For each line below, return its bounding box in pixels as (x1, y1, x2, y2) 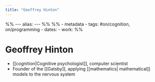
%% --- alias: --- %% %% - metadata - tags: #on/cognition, (5, 21, 130, 27)
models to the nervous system (12, 71, 75, 77)
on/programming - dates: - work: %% (5, 26, 83, 32)
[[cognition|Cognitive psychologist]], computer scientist (12, 60, 128, 66)
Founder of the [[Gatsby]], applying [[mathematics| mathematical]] (12, 65, 150, 71)
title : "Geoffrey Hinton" (5, 7, 59, 12)
